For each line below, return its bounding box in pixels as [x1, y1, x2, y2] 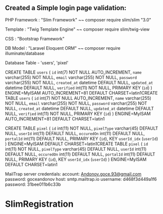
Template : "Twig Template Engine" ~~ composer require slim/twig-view [5, 26, 150, 32]
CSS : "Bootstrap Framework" [5, 36, 65, 41]
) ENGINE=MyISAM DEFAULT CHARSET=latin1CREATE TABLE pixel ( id [5, 141, 148, 147]
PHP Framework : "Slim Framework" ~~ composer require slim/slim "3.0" [5, 17, 152, 22]
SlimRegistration [5, 198, 74, 209]
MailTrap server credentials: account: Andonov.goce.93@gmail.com [5, 171, 142, 177]
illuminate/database [5, 50, 45, 56]
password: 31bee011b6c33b [5, 181, 61, 187]
